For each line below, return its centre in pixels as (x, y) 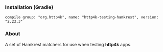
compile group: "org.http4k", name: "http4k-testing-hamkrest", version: (82, 17)
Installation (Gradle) (29, 7)
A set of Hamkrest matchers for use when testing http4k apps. (68, 44)
